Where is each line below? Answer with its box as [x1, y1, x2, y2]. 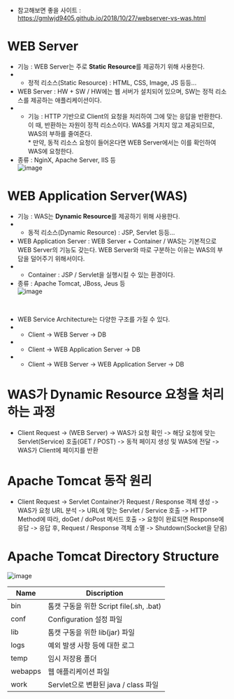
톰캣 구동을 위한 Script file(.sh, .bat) [47, 601, 162, 611]
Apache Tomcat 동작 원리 [7, 473, 152, 489]
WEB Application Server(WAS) [7, 188, 188, 204]
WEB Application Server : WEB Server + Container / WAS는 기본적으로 [17, 237, 217, 245]
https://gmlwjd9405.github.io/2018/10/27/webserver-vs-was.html [17, 14, 206, 22]
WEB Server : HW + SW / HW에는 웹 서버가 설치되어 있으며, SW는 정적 [17, 87, 214, 96]
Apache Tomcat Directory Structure [7, 548, 219, 564]
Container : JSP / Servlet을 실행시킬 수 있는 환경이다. [27, 270, 175, 279]
